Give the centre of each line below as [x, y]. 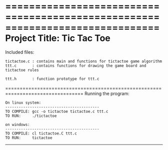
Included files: [20, 52]
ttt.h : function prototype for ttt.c [52, 79]
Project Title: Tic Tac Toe [58, 38]
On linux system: [23, 103]
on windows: [17, 124]
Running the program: [107, 93]
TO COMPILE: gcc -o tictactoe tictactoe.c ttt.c [57, 111]
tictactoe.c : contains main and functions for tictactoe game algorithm [84, 61]
